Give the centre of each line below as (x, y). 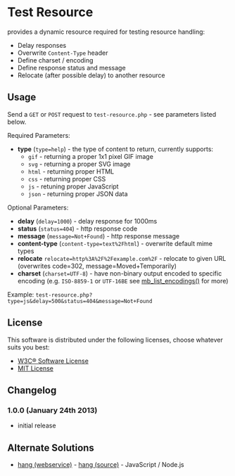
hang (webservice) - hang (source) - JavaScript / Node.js (101, 465)
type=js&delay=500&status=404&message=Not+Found (80, 301)
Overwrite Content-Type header (63, 53)
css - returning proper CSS (67, 179)
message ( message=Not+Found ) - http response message (99, 236)
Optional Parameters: (38, 207)
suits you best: (28, 347)
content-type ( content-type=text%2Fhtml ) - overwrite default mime (115, 243)
